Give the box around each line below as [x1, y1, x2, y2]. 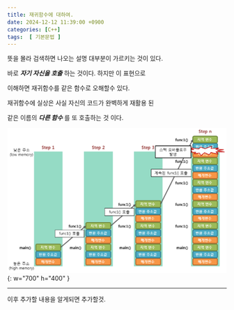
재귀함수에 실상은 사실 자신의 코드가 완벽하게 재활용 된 [7, 98, 155, 108]
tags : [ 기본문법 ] [7, 34, 61, 40]
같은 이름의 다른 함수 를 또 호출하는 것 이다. [7, 114, 124, 122]
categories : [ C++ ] [7, 26, 61, 33]
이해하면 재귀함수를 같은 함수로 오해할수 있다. [7, 84, 130, 92]
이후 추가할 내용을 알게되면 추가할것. [7, 295, 106, 304]
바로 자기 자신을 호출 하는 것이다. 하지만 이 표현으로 [7, 69, 146, 77]
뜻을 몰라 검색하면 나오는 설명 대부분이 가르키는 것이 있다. [7, 54, 164, 63]
